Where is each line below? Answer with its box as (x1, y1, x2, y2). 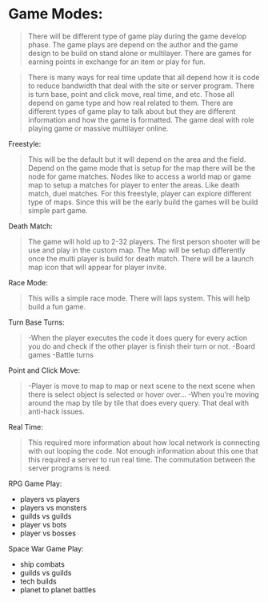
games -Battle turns (27, 349, 94, 359)
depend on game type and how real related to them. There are (27, 98, 234, 107)
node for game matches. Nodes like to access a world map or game (27, 172, 252, 181)
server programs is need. (27, 463, 112, 473)
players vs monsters (19, 503, 87, 512)
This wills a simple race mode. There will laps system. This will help (27, 293, 250, 303)
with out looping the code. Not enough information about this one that (27, 446, 258, 455)
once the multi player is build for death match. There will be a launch (27, 253, 254, 263)
